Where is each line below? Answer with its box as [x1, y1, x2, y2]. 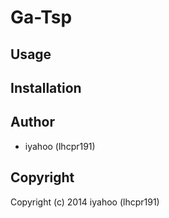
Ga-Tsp [10, 6, 73, 29]
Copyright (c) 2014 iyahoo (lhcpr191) [10, 196, 160, 208]
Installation [10, 79, 82, 96]
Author [10, 114, 55, 131]
